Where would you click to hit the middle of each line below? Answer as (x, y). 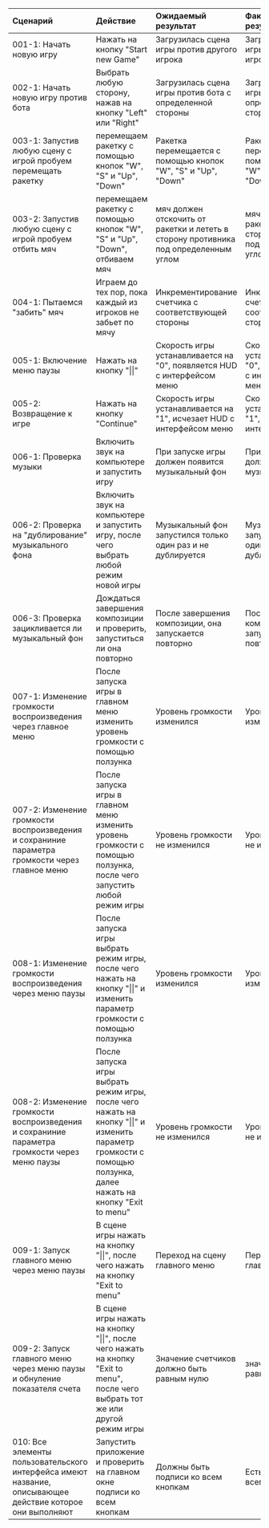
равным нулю (183, 1378)
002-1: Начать (42, 87)
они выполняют (43, 1512)
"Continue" (116, 423)
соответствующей (191, 312)
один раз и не (183, 545)
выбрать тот (120, 1398)
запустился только (192, 535)
